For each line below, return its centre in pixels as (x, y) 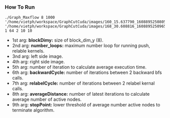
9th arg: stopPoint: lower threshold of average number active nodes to (86, 105)
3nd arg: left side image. (38, 56)
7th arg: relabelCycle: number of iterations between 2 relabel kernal (83, 83)
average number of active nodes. (47, 99)
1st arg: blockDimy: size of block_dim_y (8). (58, 40)
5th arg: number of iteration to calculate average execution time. (79, 67)
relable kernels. (28, 51)
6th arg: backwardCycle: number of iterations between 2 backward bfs (87, 72)
